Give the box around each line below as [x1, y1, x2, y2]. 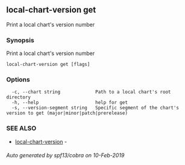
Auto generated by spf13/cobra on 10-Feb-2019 [6, 152, 125, 159]
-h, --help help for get [11, 100, 128, 106]
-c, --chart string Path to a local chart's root [11, 89, 171, 95]
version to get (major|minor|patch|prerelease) [6, 110, 128, 117]
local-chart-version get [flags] [6, 62, 90, 68]
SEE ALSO [6, 124, 37, 132]
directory [6, 94, 31, 100]
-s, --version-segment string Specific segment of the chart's [11, 105, 180, 111]
